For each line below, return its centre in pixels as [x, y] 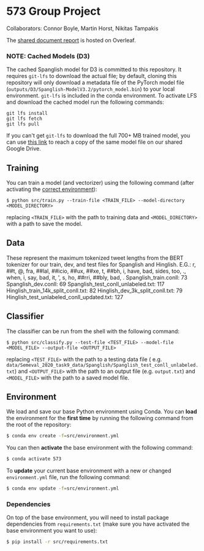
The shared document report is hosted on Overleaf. [71, 40]
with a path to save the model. [44, 224]
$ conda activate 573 [34, 459]
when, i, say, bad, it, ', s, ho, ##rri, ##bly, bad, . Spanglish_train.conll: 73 [97, 277]
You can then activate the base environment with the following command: [100, 448]
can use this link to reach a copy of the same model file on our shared [94, 142]
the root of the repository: [39, 424]
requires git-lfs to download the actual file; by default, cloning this [92, 76]
